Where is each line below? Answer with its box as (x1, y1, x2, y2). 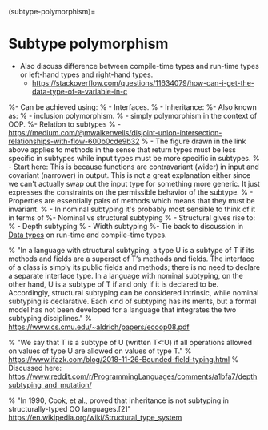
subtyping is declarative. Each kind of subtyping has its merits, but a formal (8, 296, 257, 306)
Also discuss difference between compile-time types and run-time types (19, 61, 260, 70)
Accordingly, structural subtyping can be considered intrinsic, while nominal (8, 287, 259, 297)
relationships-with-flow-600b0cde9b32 (8, 136, 140, 146)
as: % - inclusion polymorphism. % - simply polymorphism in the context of (8, 111, 258, 120)
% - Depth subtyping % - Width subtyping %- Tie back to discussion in (8, 221, 244, 231)
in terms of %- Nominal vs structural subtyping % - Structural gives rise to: (8, 212, 256, 223)
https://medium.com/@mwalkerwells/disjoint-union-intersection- (8, 127, 222, 137)
